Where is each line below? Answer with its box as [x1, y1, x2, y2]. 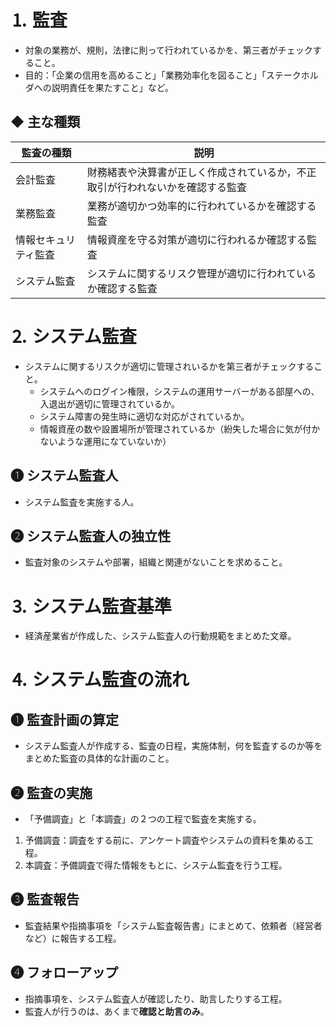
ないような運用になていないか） [39, 435, 172, 447]
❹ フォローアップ [10, 964, 119, 981]
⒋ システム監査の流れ [10, 669, 190, 691]
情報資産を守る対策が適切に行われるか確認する [86, 232, 308, 246]
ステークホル [265, 69, 319, 81]
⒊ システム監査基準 [10, 595, 172, 618]
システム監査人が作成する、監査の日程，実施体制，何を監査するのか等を [24, 740, 323, 752]
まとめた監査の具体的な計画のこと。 [24, 752, 175, 765]
